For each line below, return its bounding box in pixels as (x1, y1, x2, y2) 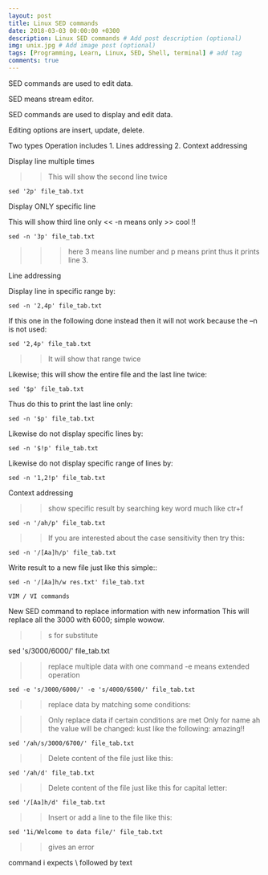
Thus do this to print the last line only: (8, 399, 133, 409)
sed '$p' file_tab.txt (8, 385, 84, 393)
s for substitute (47, 630, 99, 640)
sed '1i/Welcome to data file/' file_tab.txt (8, 828, 163, 836)
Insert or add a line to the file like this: (47, 812, 173, 822)
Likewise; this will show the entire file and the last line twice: (8, 369, 207, 379)
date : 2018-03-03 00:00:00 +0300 (8, 26, 120, 35)
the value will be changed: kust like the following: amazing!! (47, 723, 245, 733)
